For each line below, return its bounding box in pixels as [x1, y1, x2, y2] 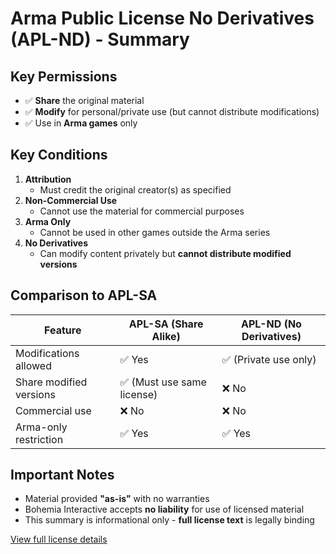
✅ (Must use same [119, 375, 207, 389]
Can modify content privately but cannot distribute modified [39, 247, 292, 259]
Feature [44, 323, 82, 337]
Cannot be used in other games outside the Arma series [39, 226, 271, 238]
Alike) [151, 329, 181, 343]
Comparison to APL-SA [10, 287, 158, 304]
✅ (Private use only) [221, 352, 317, 366]
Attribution [24, 173, 72, 185]
